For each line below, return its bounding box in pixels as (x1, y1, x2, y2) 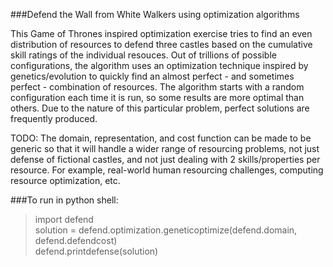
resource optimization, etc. (10, 175, 121, 186)
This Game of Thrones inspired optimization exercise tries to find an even (10, 28, 313, 39)
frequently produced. (10, 113, 98, 124)
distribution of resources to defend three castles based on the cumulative (10, 39, 313, 50)
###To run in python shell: (10, 194, 119, 206)
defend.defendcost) (34, 235, 118, 246)
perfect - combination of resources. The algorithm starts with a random (10, 81, 305, 93)
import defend (34, 214, 94, 225)
